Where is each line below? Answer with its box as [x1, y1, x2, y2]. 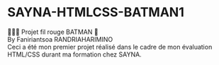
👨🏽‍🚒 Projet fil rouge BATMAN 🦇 [7, 28, 99, 36]
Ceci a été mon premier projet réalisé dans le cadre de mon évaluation [7, 42, 213, 51]
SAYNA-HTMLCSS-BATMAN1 [7, 4, 184, 20]
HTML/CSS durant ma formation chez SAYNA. [7, 50, 142, 59]
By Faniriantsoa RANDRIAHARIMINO [7, 35, 113, 43]
